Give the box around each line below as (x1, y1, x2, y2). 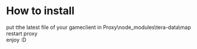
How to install (6, 4, 75, 18)
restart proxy (6, 30, 38, 37)
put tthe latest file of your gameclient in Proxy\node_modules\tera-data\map (6, 24, 191, 31)
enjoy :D (6, 36, 27, 43)
